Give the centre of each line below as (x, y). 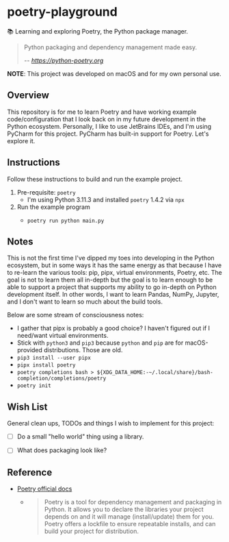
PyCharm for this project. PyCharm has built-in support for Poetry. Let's (108, 134)
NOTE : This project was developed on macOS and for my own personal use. (114, 73)
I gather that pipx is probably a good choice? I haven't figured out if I (113, 328)
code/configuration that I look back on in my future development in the (107, 119)
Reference (30, 472)
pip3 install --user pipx (54, 358)
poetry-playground (62, 12)
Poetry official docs (44, 489)
